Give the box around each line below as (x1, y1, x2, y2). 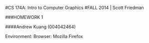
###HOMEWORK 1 (5, 14, 43, 20)
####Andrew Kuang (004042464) (5, 24, 76, 30)
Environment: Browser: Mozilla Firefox (5, 34, 83, 39)
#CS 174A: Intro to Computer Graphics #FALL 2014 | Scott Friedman (5, 5, 145, 10)
